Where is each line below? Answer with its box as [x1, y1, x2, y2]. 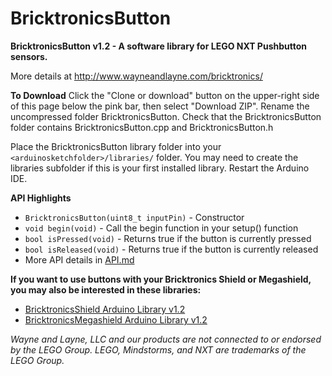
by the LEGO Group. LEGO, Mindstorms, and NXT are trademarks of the [10, 343, 307, 356]
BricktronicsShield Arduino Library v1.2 [24, 303, 186, 315]
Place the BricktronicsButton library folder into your [10, 140, 222, 152]
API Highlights [10, 192, 72, 204]
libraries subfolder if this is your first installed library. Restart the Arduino [10, 162, 310, 174]
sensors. [10, 50, 48, 62]
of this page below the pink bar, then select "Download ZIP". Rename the [10, 100, 310, 112]
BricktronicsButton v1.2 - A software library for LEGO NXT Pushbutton [10, 40, 308, 52]
